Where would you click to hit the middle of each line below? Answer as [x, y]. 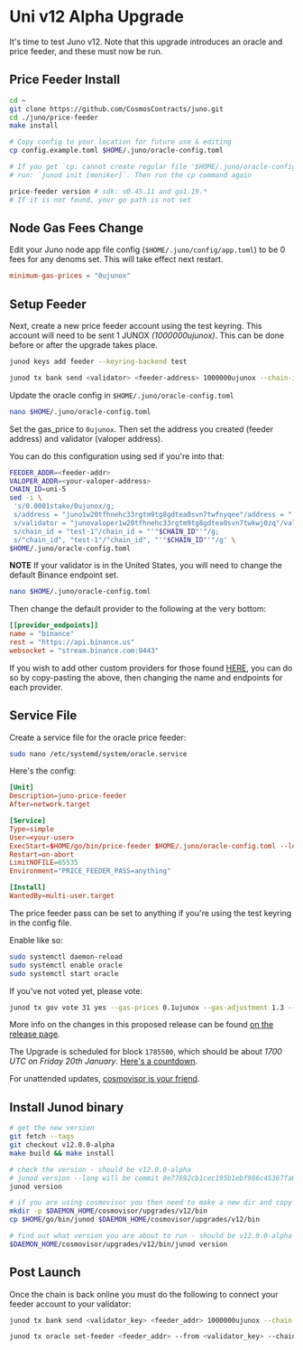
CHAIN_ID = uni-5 [38, 490]
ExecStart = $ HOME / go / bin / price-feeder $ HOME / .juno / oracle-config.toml [143, 846]
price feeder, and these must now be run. [86, 51]
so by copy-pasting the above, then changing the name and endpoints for [146, 677]
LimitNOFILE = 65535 [44, 863]
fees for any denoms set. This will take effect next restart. [116, 259]
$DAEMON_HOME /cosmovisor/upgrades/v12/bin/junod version [119, 1244]
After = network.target [50, 805]
